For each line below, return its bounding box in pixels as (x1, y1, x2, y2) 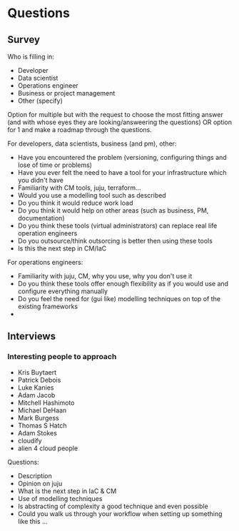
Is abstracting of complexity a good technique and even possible (17, 502, 208, 510)
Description (17, 471, 52, 480)
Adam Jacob (17, 390, 56, 399)
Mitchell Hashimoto (17, 398, 75, 407)
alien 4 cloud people (17, 444, 78, 452)
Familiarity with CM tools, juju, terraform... (17, 183, 141, 192)
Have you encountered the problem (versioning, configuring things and (17, 153, 227, 161)
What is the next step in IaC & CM (17, 487, 117, 495)
